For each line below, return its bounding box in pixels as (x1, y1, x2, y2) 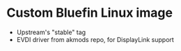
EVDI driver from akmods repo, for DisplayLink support (16, 35, 175, 43)
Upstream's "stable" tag (16, 28, 86, 36)
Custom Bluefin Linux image (6, 5, 173, 21)
